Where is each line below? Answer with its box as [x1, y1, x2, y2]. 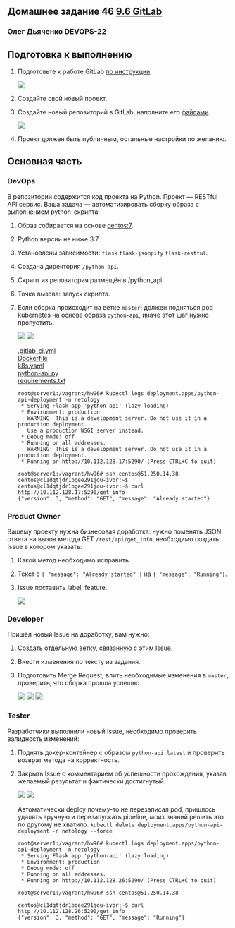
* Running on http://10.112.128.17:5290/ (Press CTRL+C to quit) [20, 458, 217, 465]
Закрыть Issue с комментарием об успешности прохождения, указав [17, 769, 227, 778]
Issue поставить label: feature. [17, 584, 108, 592]
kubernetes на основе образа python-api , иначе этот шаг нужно [17, 311, 209, 319]
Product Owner [7, 511, 61, 521]
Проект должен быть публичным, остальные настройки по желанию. [17, 135, 227, 143]
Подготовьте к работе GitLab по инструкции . [17, 67, 153, 76]
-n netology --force [52, 827, 113, 835]
